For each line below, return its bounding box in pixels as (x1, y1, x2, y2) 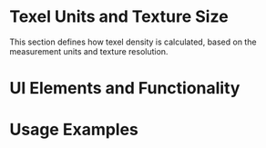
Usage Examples (9, 120, 139, 140)
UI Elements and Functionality (9, 78, 240, 99)
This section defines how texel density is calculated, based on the (9, 36, 257, 47)
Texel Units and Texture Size (9, 6, 230, 27)
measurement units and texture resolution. (9, 45, 169, 56)
